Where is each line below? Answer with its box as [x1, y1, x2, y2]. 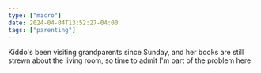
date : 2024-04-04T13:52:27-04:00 [8, 19, 119, 27]
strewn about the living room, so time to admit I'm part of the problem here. [8, 56, 253, 65]
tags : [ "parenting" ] [8, 26, 77, 34]
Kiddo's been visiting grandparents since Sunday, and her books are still [8, 48, 244, 57]
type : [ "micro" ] [8, 11, 62, 20]
